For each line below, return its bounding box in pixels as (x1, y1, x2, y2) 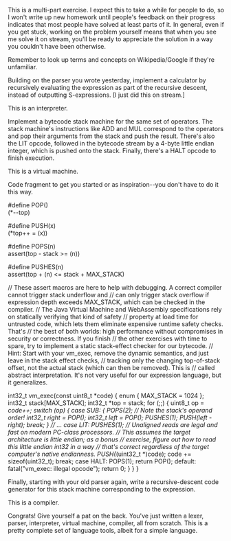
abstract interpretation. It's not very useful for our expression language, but (8, 371, 222, 379)
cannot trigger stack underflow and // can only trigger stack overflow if (8, 291, 210, 299)
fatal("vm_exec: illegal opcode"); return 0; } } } (8, 465, 140, 472)
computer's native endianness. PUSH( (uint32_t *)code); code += (8, 450, 192, 458)
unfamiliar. (8, 63, 38, 71)
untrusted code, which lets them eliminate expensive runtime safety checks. (8, 320, 223, 328)
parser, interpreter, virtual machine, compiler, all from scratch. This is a (8, 519, 208, 527)
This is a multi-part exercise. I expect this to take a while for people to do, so (8, 6, 225, 14)
